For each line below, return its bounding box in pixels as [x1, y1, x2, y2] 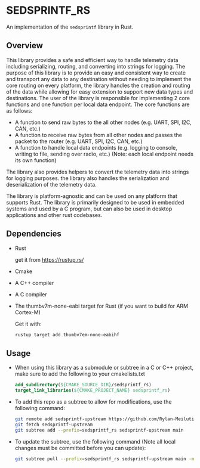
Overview [6, 41, 44, 51]
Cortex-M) [14, 308, 41, 316]
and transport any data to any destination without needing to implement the [6, 75, 192, 82]
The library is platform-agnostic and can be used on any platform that [6, 192, 178, 200]
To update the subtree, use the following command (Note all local [14, 438, 176, 445]
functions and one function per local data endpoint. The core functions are [6, 101, 190, 108]
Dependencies [6, 229, 61, 239]
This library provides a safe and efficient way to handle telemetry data [6, 56, 179, 63]
